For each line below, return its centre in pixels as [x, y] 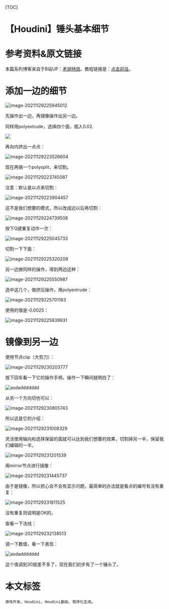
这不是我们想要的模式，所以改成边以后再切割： [54, 208]
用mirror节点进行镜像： [29, 466]
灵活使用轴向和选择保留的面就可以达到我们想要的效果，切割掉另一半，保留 [82, 439]
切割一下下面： [21, 249]
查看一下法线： [21, 523]
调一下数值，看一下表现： [32, 544]
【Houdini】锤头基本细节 [57, 29]
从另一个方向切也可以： [29, 398]
